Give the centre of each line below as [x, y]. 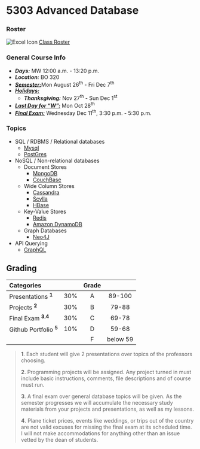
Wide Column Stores [49, 186]
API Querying [31, 243]
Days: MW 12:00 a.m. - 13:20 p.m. [57, 71]
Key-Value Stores [45, 211]
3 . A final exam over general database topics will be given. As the [101, 396]
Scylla [40, 199]
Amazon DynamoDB [57, 224]
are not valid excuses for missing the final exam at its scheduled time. [106, 427]
